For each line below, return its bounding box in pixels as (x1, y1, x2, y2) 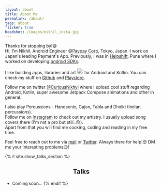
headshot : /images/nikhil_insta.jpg (5, 30, 79, 34)
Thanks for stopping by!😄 (5, 43, 57, 48)
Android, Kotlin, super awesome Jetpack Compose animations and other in (5, 89, 154, 95)
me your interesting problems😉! (5, 144, 69, 150)
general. (5, 95, 22, 100)
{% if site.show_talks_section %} (5, 154, 70, 159)
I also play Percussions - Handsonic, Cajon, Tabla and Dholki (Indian (5, 104, 141, 110)
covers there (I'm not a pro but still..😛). (5, 119, 84, 125)
